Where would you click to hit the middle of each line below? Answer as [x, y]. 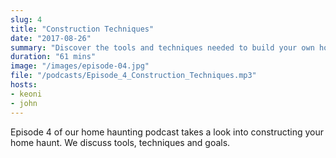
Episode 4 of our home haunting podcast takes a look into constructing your [167, 132]
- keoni [26, 94]
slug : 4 [26, 19]
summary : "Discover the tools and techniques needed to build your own [162, 47]
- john [24, 103]
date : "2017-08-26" [51, 38]
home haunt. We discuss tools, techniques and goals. [120, 142]
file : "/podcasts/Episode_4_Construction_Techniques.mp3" [133, 76]
